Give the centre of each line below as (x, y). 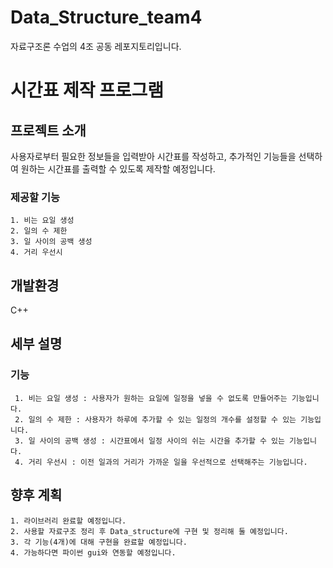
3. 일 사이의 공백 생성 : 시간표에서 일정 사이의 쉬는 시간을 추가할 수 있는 (149, 441)
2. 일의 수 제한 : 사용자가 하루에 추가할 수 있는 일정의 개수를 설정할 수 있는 (155, 419)
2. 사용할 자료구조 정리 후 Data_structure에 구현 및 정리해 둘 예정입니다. (149, 531)
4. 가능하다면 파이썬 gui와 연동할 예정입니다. (93, 552)
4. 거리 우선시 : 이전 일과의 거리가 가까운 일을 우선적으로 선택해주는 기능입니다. (161, 462)
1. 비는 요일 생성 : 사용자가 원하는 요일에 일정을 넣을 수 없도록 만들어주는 (151, 398)
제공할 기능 (35, 197)
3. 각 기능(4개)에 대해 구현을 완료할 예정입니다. (99, 542)
